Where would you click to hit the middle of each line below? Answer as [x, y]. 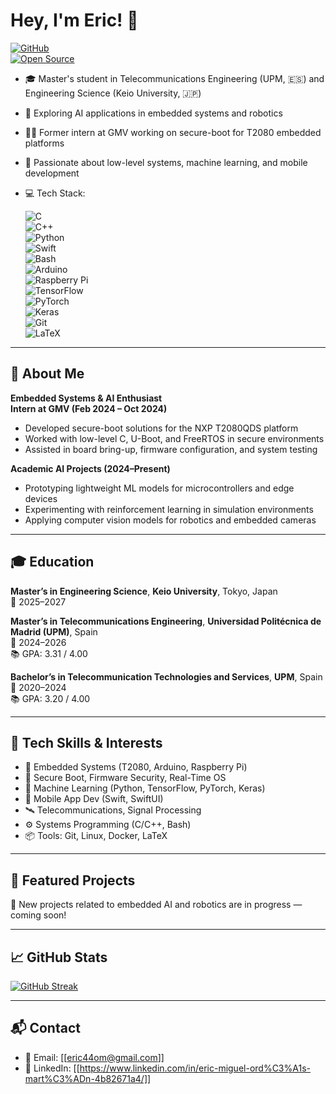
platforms [44, 143]
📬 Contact [45, 1028]
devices [41, 498]
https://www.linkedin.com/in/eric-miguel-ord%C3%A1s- [195, 1068]
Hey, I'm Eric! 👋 [74, 20]
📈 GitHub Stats [59, 957]
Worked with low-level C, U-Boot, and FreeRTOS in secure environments [174, 438]
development [52, 173]
